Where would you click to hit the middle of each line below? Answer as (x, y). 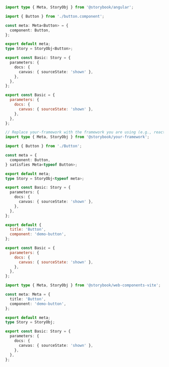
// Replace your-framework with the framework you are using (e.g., (78, 132)
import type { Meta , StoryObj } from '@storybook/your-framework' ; (77, 137)
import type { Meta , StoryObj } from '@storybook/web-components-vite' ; (83, 285)
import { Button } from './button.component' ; (55, 16)
